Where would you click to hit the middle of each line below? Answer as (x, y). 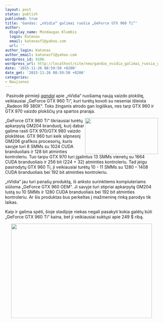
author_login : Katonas (28, 50)
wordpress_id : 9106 (25, 59)
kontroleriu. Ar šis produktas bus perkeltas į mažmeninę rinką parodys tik (78, 197)
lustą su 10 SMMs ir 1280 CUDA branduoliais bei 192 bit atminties (70, 192)
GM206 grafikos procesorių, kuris (39, 141)
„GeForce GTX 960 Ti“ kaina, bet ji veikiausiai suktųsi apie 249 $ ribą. (74, 217)
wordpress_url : (20, 64)
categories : (17, 77)
